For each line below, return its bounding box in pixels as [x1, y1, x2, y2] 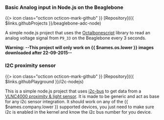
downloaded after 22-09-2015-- [5, 50, 72, 56]
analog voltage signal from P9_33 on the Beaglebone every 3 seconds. [5, 35, 146, 41]
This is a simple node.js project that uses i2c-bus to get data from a [5, 88, 141, 94]
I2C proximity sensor [5, 62, 56, 69]
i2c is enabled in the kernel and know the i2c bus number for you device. [5, 109, 152, 115]
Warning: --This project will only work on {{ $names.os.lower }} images [5, 45, 154, 51]
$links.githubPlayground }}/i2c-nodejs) [5, 78, 84, 85]
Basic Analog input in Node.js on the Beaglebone [5, 4, 123, 11]
